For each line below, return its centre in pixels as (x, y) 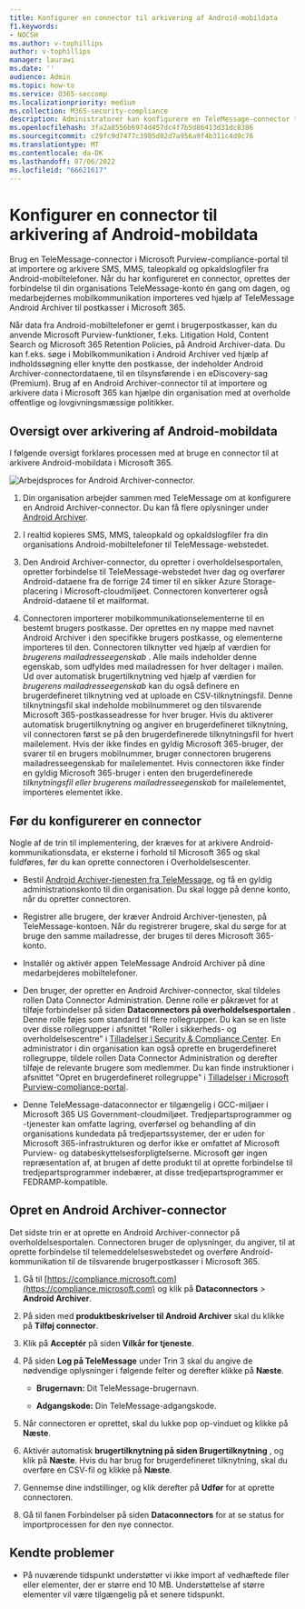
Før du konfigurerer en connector (105, 820)
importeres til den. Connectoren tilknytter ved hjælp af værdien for (147, 647)
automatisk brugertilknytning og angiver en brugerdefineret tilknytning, (155, 725)
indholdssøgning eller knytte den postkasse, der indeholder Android (136, 364)
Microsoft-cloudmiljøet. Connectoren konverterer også (166, 591)
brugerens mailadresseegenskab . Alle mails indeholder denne (139, 657)
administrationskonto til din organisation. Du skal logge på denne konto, (156, 889)
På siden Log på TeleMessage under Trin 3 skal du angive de (138, 1361)
